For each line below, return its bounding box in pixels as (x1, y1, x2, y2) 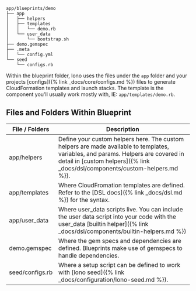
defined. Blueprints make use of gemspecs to (58, 244, 183, 252)
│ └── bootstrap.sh (6, 36, 69, 42)
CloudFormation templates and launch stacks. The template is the (6, 85, 164, 91)
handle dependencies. (58, 251, 120, 259)
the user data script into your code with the (58, 213, 176, 221)
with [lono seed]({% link (58, 268, 124, 276)
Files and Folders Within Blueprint (6, 108, 132, 118)
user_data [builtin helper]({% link (58, 220, 149, 228)
